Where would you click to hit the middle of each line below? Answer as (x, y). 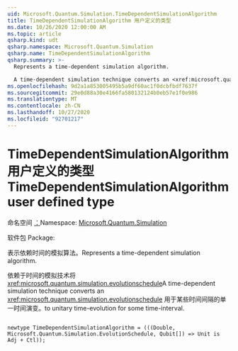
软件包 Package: (31, 238)
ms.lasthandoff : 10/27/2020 (49, 113)
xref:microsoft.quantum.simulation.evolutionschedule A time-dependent (112, 283)
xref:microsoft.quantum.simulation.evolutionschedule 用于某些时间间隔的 (114, 299)
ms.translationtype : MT (42, 99)
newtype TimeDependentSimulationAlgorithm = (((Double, (91, 328)
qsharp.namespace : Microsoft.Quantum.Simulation (80, 47)
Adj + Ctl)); (27, 340)
